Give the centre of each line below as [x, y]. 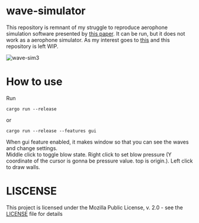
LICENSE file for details [35, 214]
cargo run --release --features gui [51, 131]
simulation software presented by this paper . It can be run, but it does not [96, 33]
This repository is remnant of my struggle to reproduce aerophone [87, 27]
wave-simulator [46, 11]
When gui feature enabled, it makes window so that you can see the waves [97, 142]
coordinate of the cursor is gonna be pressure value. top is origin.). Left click [99, 161]
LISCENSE [32, 191]
